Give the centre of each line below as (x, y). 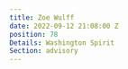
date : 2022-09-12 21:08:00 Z (64, 26)
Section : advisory (44, 51)
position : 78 (34, 34)
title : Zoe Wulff (42, 17)
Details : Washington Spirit (62, 43)
